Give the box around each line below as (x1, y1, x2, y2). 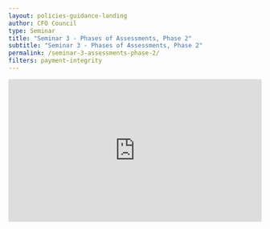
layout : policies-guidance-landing (8, 11, 128, 20)
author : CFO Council (8, 19, 78, 27)
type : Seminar (8, 27, 56, 35)
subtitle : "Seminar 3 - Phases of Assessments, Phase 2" (8, 42, 203, 50)
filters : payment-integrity (8, 57, 103, 65)
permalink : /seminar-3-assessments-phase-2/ (8, 49, 160, 57)
